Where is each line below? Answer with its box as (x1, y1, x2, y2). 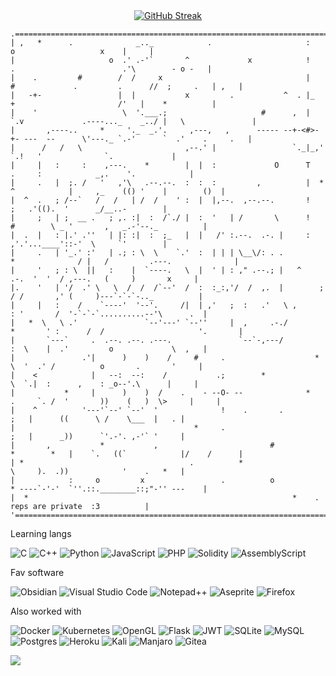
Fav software (10, 567, 65, 578)
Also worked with (10, 605, 82, 617)
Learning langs (10, 528, 72, 539)
